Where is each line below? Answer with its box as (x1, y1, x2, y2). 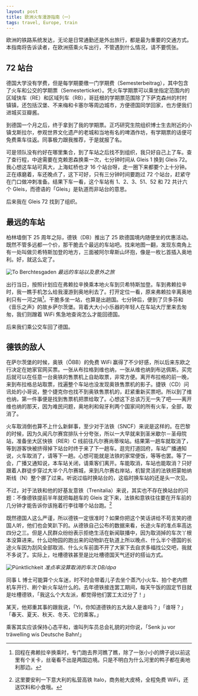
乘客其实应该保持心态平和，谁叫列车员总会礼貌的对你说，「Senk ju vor (6, 624, 176, 631)
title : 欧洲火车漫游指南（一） (6, 14, 73, 20)
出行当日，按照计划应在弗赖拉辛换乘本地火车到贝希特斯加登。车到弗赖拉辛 (6, 281, 187, 288)
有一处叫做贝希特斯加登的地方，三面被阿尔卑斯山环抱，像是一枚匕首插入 (6, 249, 181, 255)
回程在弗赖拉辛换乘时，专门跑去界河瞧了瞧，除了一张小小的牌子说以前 (14, 649, 186, 656)
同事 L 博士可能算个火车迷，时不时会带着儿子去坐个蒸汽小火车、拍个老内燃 (6, 576, 187, 583)
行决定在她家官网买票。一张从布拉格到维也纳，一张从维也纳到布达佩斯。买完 (6, 366, 192, 373)
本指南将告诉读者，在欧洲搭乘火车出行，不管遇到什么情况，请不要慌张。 (6, 44, 181, 51)
